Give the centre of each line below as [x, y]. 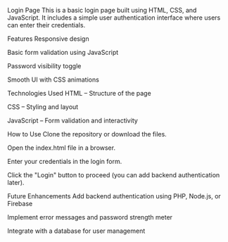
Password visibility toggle [44, 66]
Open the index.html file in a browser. [62, 148]
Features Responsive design [48, 39]
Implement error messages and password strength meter [90, 217]
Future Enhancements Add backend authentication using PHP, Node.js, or [114, 196]
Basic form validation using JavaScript [63, 52]
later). [16, 183]
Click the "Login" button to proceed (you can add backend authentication [114, 175]
